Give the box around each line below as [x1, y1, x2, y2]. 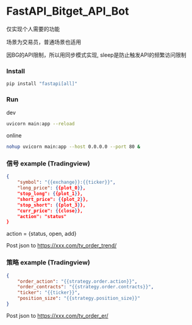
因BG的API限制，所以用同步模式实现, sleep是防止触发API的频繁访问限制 [6, 51, 187, 59]
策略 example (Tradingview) [6, 258, 90, 267]
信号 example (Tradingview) [6, 159, 90, 168]
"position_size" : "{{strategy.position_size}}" [17, 295, 140, 302]
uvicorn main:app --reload [6, 121, 75, 127]
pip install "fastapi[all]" [6, 81, 78, 87]
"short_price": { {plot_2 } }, [17, 196, 88, 202]
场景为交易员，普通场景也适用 [6, 38, 81, 45]
